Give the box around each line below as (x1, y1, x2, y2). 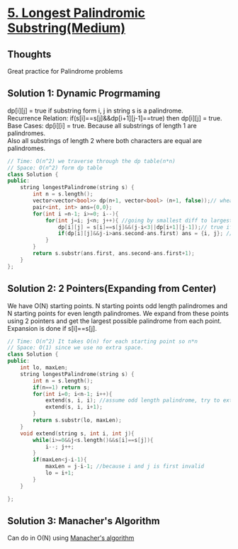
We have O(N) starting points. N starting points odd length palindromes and (7, 301, 228, 310)
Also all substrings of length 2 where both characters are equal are (7, 136, 203, 145)
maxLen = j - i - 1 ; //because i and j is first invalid (45, 463, 204, 470)
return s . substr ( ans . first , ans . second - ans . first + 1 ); (33, 250, 195, 257)
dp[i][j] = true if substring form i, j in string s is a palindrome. (7, 106, 184, 115)
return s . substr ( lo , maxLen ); (33, 417, 122, 424)
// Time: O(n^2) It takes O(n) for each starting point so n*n (7, 338, 198, 345)
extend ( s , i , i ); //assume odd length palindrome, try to (45, 397, 220, 404)
